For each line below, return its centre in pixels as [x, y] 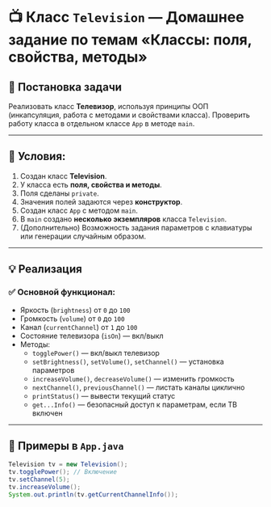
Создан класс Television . [63, 175]
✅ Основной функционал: [62, 292]
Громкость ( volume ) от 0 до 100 [72, 319]
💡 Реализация [45, 269]
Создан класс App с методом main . [79, 210]
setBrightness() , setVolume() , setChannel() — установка [128, 361]
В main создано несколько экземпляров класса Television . [123, 219]
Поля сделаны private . [59, 193]
